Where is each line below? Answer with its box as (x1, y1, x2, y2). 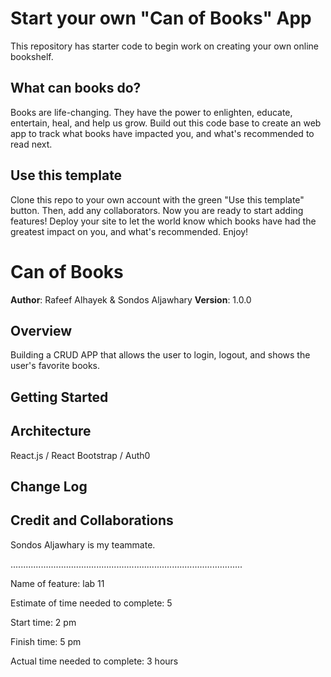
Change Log (10, 478, 88, 495)
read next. (10, 138, 53, 150)
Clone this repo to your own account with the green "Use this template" (10, 193, 305, 206)
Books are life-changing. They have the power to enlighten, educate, (10, 106, 293, 118)
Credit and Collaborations (10, 512, 174, 529)
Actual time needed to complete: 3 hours (10, 655, 179, 667)
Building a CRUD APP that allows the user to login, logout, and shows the (10, 349, 311, 361)
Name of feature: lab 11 (10, 577, 105, 589)
